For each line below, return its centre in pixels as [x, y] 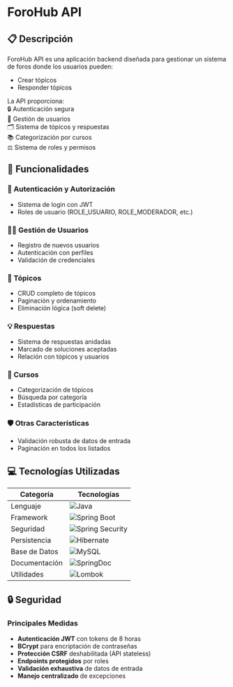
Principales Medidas [43, 623]
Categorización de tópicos [55, 389]
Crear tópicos [37, 80]
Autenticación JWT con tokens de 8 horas [79, 638]
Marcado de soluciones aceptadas [67, 349]
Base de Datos [35, 551]
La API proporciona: [36, 101]
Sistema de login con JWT [55, 204]
